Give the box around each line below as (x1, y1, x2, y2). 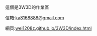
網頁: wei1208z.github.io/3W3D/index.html (5, 25, 92, 31)
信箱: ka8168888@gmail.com (5, 15, 64, 21)
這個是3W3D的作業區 (5, 4, 49, 10)
